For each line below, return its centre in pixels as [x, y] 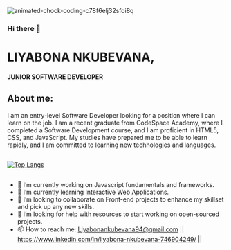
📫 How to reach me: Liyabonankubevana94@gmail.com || [101, 229]
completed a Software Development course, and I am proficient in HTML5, [113, 130]
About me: [30, 99]
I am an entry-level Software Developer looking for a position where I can [111, 115]
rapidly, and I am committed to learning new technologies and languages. [112, 145]
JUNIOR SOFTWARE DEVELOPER [55, 77]
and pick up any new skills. [56, 207]
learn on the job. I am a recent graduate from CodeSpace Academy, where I [115, 123]
